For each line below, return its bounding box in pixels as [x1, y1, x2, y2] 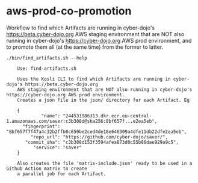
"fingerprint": [22, 123, 61, 129]
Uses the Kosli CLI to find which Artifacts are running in [17, 76, 171, 82]
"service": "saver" [32, 144, 82, 150]
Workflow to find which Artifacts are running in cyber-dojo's [6, 24, 155, 31]
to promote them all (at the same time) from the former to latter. [6, 43, 164, 51]
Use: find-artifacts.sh [17, 65, 77, 72]
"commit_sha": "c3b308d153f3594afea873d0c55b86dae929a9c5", [25, 139, 179, 145]
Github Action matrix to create [6, 166, 87, 172]
